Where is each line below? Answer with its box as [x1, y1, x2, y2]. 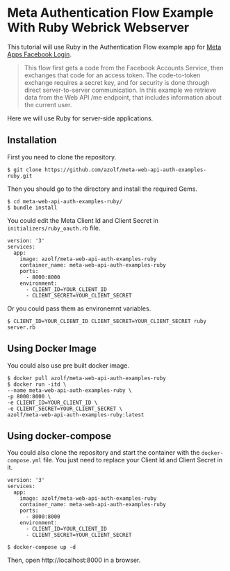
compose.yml [7, 457, 42, 464]
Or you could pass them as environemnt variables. [7, 304, 151, 313]
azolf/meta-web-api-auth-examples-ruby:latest [7, 411, 145, 419]
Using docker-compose [7, 430, 112, 441]
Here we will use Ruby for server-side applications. [7, 114, 154, 123]
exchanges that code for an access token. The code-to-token [24, 71, 201, 79]
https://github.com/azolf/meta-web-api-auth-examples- [44, 166, 207, 173]
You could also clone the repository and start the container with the [7, 448, 200, 457]
